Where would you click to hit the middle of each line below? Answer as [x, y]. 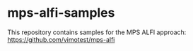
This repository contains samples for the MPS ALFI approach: [97, 32]
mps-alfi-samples [61, 13]
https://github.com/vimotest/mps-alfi [61, 39]
